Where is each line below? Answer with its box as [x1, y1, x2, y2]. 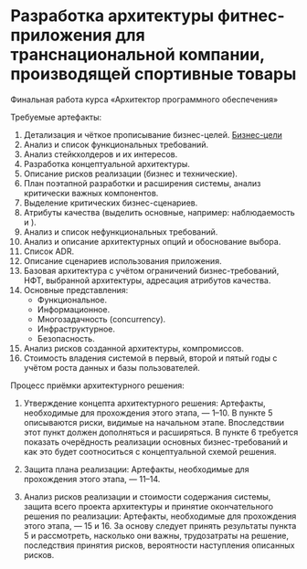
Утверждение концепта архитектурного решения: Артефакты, [23, 397, 266, 408]
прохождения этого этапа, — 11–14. [23, 473, 161, 484]
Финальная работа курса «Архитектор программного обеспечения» [10, 93, 279, 105]
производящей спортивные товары [10, 64, 297, 85]
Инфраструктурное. [37, 323, 116, 334]
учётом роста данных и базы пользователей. [23, 362, 200, 373]
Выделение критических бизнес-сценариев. [23, 197, 198, 208]
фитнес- [217, 5, 286, 26]
